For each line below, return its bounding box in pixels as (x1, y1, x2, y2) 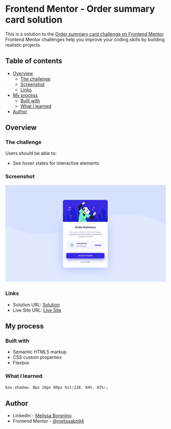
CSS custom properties (12, 354, 62, 360)
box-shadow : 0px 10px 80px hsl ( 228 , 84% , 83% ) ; (5, 385, 109, 390)
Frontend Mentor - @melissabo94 (12, 418, 84, 424)
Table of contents (5, 57, 62, 66)
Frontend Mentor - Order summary (5, 3, 155, 15)
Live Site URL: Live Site (12, 307, 62, 313)
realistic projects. (5, 42, 42, 48)
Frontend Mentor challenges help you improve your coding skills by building (5, 36, 165, 43)
